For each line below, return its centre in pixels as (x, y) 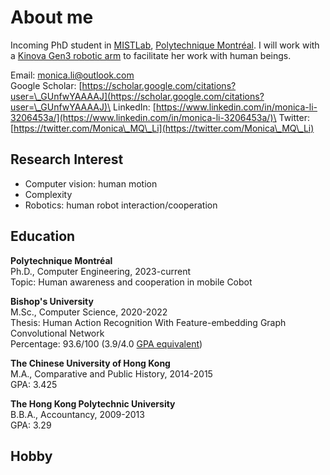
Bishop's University (52, 301)
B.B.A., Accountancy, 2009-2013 (77, 414)
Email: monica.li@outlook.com (72, 75)
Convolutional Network (57, 333)
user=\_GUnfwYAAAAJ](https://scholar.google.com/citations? (137, 96)
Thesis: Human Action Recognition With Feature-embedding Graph (148, 322)
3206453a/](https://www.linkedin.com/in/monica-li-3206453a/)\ (143, 117)
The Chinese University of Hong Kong (90, 363)
